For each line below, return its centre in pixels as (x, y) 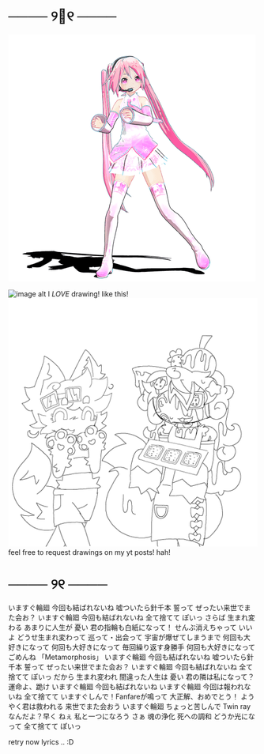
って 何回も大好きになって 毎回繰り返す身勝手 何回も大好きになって (145, 647)
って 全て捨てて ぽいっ (45, 726)
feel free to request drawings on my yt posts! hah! (90, 552)
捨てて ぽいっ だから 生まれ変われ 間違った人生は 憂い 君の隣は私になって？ (132, 677)
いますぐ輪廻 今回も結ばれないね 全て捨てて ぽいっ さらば (132, 617)
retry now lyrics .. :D (41, 741)
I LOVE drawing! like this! (88, 294)
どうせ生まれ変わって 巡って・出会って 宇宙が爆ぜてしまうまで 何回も (130, 637)
